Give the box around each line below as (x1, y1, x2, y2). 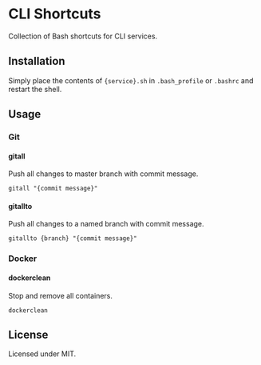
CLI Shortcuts (8, 5, 101, 23)
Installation (8, 54, 65, 68)
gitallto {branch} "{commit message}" (8, 235, 137, 243)
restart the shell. (8, 84, 62, 94)
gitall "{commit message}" (8, 185, 98, 193)
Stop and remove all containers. (8, 291, 113, 300)
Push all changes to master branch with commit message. (8, 169, 199, 178)
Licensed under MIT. (8, 349, 77, 359)
